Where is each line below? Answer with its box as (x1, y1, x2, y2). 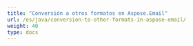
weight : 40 (7, 22, 39, 29)
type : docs (7, 28, 39, 36)
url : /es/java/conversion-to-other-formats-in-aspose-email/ (7, 16, 187, 23)
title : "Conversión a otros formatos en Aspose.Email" (7, 9, 168, 17)
